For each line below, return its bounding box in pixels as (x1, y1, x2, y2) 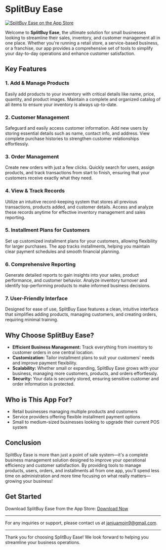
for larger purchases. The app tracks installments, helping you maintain (5, 243, 150, 249)
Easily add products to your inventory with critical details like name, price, (5, 91, 156, 97)
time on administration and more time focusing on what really (5, 473, 130, 479)
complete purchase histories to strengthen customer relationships (5, 135, 139, 142)
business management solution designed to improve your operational (5, 457, 146, 463)
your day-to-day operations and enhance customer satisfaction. (5, 50, 135, 56)
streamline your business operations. (5, 539, 81, 545)
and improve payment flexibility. (12, 360, 78, 366)
